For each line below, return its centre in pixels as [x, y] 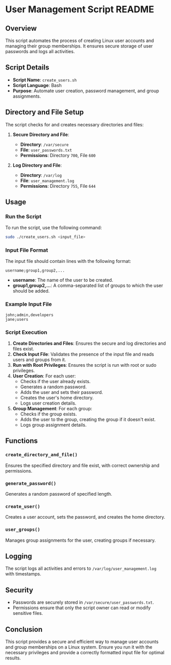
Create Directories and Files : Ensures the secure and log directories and [89, 343]
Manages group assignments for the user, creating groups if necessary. [81, 540]
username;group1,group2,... [35, 271]
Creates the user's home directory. [57, 398]
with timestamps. [23, 574]
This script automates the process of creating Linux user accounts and [80, 40]
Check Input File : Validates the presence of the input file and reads [83, 354]
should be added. [31, 291]
